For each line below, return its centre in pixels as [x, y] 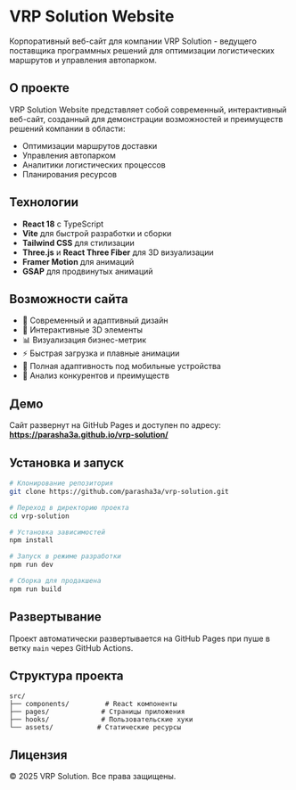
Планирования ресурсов [70, 174]
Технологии [44, 202]
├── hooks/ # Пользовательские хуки [101, 720]
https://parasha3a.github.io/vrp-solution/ [89, 435]
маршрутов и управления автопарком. [83, 60]
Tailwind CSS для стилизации [78, 243]
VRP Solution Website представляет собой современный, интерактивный [148, 110]
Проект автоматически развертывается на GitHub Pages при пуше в [140, 638]
